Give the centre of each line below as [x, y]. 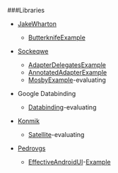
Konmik [29, 121]
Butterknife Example [57, 37]
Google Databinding [47, 94]
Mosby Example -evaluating [67, 80]
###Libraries [26, 10]
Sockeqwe [33, 51]
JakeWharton [37, 24]
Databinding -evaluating [62, 107]
